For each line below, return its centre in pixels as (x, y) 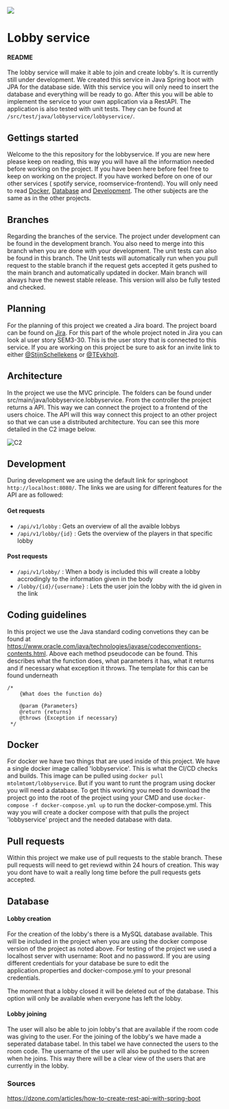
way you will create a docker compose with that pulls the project (98, 813)
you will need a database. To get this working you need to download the (109, 791)
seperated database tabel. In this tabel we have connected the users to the (113, 1044)
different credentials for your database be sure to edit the (88, 963)
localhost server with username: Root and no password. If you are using (109, 956)
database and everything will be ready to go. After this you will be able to (110, 94)
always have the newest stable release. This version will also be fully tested (114, 280)
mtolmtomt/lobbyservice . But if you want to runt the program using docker (111, 783)
